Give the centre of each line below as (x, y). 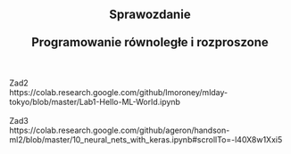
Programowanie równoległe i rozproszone (150, 42)
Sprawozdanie (150, 15)
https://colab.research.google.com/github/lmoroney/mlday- (119, 92)
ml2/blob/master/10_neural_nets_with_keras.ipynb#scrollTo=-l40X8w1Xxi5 (146, 139)
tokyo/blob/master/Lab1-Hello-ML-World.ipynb (95, 101)
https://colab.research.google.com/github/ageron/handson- (120, 130)
